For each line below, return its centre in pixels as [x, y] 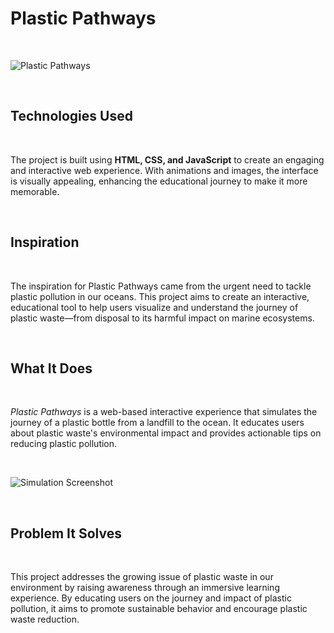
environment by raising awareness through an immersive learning [145, 588]
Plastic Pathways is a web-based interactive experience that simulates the [164, 412]
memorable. [35, 191]
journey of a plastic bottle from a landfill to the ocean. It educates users [157, 423]
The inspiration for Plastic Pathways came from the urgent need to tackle [161, 286]
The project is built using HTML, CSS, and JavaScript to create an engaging [167, 159]
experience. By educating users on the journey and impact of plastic [151, 598]
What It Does [51, 368]
